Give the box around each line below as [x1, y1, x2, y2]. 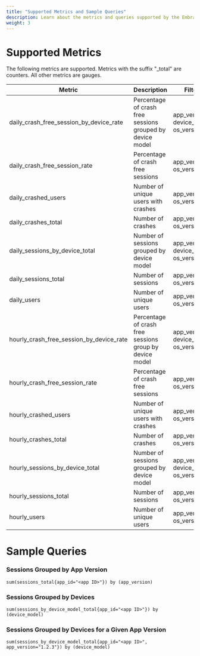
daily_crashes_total [9, 218, 62, 227]
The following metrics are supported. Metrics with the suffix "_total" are [6, 65, 182, 72]
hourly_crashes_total [9, 435, 67, 444]
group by [133, 343, 159, 351]
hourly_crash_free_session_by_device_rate [9, 335, 128, 344]
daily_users [9, 296, 40, 304]
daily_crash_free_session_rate [9, 162, 93, 170]
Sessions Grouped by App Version [6, 565, 108, 574]
